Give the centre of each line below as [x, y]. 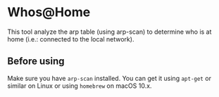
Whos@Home [49, 12]
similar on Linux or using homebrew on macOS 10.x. [80, 86]
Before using [36, 62]
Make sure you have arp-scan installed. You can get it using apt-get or [109, 78]
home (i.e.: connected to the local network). [71, 39]
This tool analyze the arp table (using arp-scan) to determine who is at [109, 32]
